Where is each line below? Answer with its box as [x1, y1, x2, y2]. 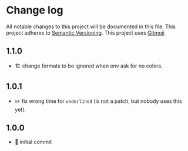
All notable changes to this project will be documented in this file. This [6, 23, 176, 30]
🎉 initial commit [14, 139, 52, 146]
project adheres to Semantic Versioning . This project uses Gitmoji [6, 29, 164, 36]
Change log [6, 4, 63, 17]
